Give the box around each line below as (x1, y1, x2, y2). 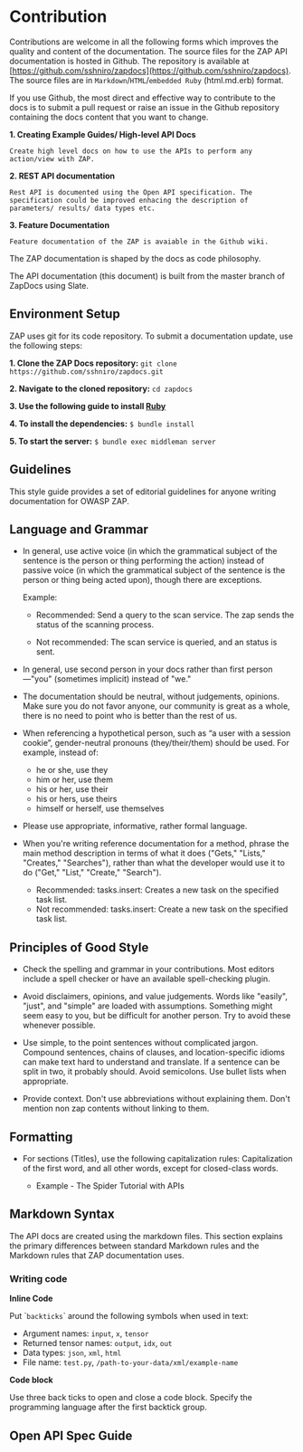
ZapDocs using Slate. (9, 280, 89, 291)
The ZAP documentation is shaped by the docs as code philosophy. (9, 253, 261, 263)
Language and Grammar (9, 521, 149, 537)
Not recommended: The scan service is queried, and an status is (35, 636, 278, 648)
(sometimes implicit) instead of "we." (53, 673, 192, 684)
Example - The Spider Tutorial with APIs (35, 1180, 185, 1191)
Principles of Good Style (9, 940, 149, 955)
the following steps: (9, 339, 83, 350)
